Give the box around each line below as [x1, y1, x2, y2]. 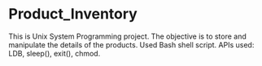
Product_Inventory [8, 5, 138, 23]
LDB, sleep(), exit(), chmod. [8, 48, 101, 58]
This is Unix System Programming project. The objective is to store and [8, 31, 247, 41]
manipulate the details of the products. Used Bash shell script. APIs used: [8, 39, 255, 49]
